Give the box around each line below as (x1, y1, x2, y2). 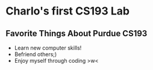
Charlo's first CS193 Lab (5, 4, 130, 18)
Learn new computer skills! (14, 44, 82, 51)
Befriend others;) (14, 51, 57, 58)
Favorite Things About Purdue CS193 (5, 28, 148, 39)
